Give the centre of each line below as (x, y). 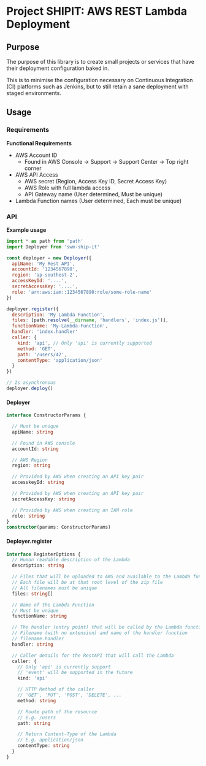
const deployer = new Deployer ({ (49, 258)
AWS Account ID (36, 155)
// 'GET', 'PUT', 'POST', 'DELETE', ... (70, 695)
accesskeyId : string (38, 483)
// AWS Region (30, 460)
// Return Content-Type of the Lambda (67, 734)
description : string (38, 565)
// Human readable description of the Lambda (71, 560)
